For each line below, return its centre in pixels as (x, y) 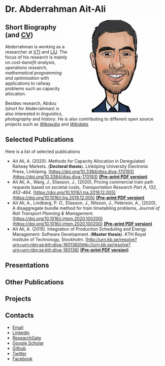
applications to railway (28, 83)
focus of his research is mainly (36, 57)
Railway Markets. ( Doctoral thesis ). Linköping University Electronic (80, 166)
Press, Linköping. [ (31, 171)
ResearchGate (27, 337)
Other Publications (34, 282)
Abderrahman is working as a (35, 47)
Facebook (22, 359)
